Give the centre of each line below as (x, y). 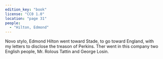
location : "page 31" (26, 18)
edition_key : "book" (26, 9)
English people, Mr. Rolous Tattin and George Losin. (57, 52)
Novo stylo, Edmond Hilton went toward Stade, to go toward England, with (80, 41)
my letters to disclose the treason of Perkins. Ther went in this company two (82, 46)
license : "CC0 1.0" (25, 14)
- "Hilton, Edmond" (29, 28)
